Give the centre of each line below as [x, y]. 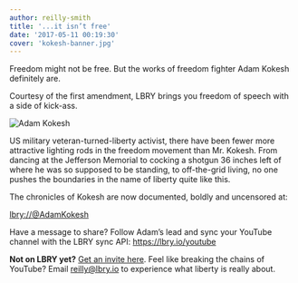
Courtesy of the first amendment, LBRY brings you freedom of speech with [149, 96]
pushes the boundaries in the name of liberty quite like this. [120, 180]
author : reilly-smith [50, 18]
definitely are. [35, 79]
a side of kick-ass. [43, 106]
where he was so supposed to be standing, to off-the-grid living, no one [144, 170]
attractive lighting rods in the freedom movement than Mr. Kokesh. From [144, 151]
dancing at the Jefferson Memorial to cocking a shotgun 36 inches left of [146, 161]
